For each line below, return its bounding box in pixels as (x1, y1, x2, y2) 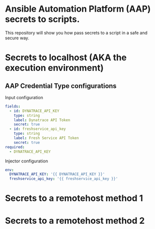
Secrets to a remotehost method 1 (5, 193, 143, 204)
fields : (5, 104, 21, 109)
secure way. (5, 35, 30, 41)
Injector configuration (5, 158, 48, 164)
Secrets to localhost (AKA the (5, 52, 127, 63)
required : (5, 144, 25, 149)
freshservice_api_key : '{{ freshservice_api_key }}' (9, 176, 118, 181)
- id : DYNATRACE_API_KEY (9, 108, 60, 113)
